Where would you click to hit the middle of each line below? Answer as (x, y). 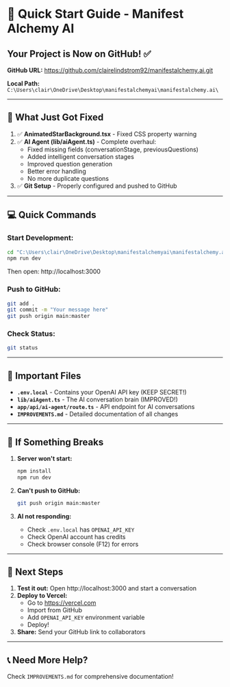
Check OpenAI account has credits (76, 536)
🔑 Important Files (44, 376)
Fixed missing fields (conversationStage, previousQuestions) (113, 149)
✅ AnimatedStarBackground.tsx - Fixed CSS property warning (107, 134)
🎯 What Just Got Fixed (55, 117)
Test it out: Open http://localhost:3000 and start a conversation (107, 588)
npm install (34, 471)
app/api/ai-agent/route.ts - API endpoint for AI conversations (106, 407)
